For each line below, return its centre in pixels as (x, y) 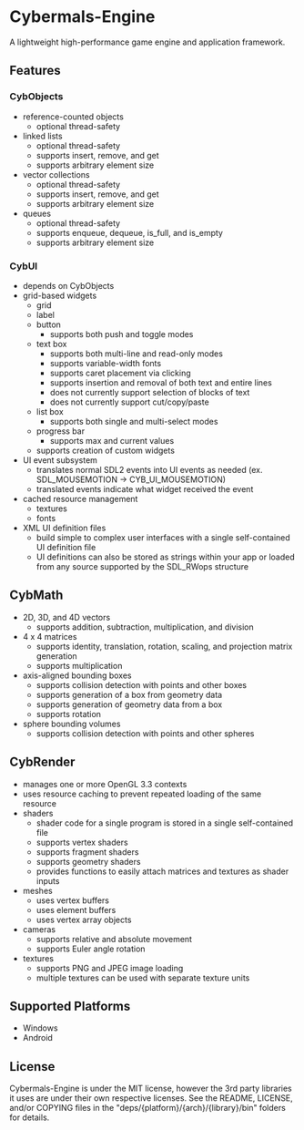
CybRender (42, 762)
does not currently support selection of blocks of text (150, 392)
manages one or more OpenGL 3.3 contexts (105, 784)
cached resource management (80, 498)
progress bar (60, 431)
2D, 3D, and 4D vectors (66, 617)
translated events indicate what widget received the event (145, 488)
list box (50, 411)
